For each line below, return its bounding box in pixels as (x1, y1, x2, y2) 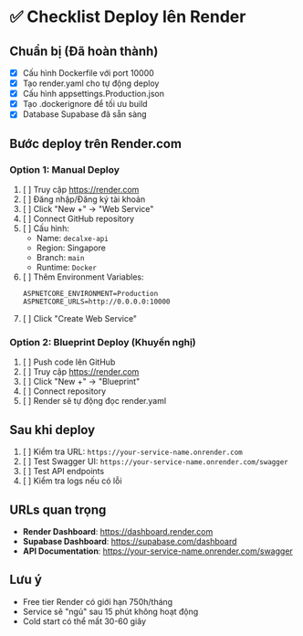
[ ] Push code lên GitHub (22, 356, 116, 367)
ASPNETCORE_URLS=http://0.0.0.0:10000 (22, 297, 171, 306)
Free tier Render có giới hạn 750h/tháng (22, 596, 173, 607)
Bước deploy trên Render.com (9, 135, 183, 152)
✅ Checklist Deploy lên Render (9, 6, 246, 27)
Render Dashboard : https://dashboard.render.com (22, 525, 214, 536)
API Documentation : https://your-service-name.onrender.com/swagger (22, 546, 294, 556)
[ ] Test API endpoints (22, 466, 105, 477)
